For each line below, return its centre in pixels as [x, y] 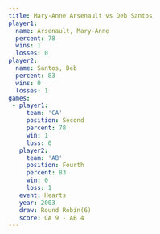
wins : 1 [29, 46]
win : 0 [37, 181]
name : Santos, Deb [47, 68]
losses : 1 [32, 90]
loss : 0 [39, 143]
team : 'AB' [44, 158]
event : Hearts [43, 195]
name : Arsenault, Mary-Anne [63, 31]
